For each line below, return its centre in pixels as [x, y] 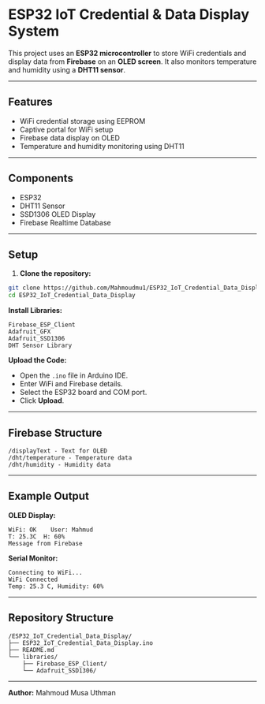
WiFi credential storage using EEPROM [82, 121]
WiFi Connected [33, 579]
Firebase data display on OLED [70, 138]
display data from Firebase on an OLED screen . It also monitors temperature [132, 61]
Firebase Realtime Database [65, 222]
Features [30, 102]
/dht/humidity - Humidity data [60, 464]
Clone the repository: [55, 274]
